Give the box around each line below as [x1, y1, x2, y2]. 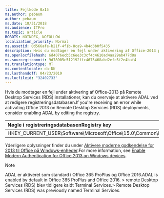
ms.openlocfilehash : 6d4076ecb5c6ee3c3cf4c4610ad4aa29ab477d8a [5, 52, 137, 58]
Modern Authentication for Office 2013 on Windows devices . [5, 152, 127, 158]
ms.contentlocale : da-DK [5, 67, 56, 72]
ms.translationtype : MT [5, 62, 54, 67]
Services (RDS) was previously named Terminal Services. [5, 187, 121, 193]
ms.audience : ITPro [5, 25, 45, 30]
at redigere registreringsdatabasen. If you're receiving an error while [5, 99, 142, 105]
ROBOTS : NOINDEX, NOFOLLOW [5, 35, 60, 40]
